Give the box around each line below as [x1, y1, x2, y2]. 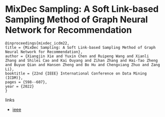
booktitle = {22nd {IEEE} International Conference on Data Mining [5, 71, 147, 76]
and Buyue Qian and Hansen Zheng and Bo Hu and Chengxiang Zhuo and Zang [5, 62, 161, 67]
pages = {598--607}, [5, 79, 48, 84]
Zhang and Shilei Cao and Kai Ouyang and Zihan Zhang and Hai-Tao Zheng [5, 58, 158, 63]
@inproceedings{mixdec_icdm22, [5, 40, 70, 45]
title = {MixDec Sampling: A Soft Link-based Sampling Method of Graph [5, 45, 156, 50]
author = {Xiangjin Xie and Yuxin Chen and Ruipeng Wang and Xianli [5, 53, 149, 59]
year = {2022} [5, 84, 35, 89]
